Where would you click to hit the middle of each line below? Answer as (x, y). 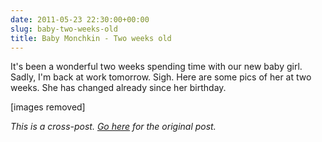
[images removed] (48, 107)
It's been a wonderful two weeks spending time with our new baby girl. (156, 67)
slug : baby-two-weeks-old (64, 29)
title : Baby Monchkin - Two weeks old (91, 38)
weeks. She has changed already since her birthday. (118, 88)
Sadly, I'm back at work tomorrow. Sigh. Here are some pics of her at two (161, 77)
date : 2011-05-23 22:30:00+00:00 (80, 19)
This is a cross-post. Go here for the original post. (113, 127)
